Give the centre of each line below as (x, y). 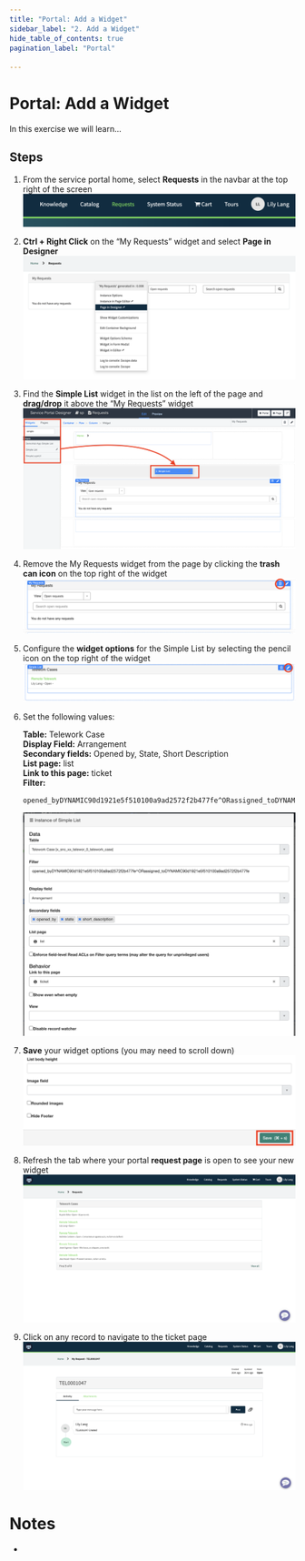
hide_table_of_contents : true (67, 38)
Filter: (34, 782)
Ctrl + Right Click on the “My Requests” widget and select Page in (147, 242)
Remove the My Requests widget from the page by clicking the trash (151, 563)
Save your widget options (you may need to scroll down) (128, 1051)
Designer (40, 251)
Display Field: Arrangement (74, 744)
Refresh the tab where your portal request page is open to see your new (158, 1160)
